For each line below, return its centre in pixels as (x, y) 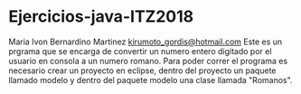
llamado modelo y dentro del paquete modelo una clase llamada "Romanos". (150, 80)
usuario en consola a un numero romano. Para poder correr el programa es (148, 61)
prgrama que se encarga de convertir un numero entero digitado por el (140, 51)
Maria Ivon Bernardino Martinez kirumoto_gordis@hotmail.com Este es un (146, 42)
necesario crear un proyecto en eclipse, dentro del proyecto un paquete (142, 70)
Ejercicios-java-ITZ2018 (101, 17)
